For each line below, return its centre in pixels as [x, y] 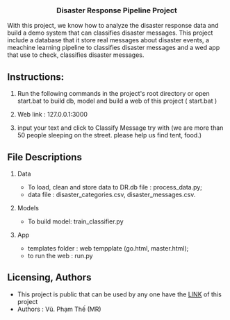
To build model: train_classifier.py [75, 221]
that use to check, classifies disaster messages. [76, 55]
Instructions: [36, 77]
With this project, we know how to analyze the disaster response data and [113, 26]
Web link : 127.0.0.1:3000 [52, 115]
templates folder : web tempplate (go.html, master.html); [108, 248]
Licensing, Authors [49, 277]
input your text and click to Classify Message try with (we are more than [120, 128]
